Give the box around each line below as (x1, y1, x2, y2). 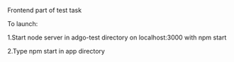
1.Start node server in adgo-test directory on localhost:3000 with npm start (7, 33, 227, 42)
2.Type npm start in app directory (7, 47, 105, 55)
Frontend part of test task (7, 6, 82, 14)
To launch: (7, 20, 38, 27)
